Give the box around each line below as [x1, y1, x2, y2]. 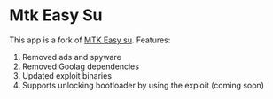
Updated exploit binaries [21, 70, 113, 80]
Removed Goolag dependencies [21, 61, 140, 72]
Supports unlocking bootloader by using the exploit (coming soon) [21, 80, 264, 90]
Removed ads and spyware [21, 51, 121, 62]
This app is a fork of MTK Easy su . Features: [9, 34, 171, 45]
